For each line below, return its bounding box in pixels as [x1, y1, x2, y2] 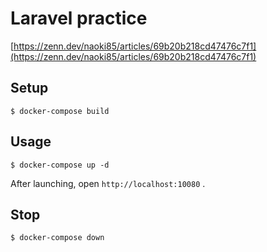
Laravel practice [10, 7, 148, 30]
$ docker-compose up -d [10, 160, 110, 170]
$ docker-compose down [10, 233, 105, 243]
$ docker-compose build [10, 106, 110, 116]
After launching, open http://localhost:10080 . [10, 177, 206, 189]
